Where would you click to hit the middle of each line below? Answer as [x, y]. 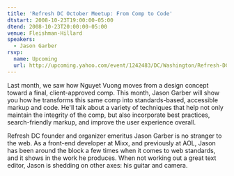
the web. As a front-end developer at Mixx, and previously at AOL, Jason [111, 143]
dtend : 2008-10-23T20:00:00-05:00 [57, 26]
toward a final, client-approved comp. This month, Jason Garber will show [114, 93]
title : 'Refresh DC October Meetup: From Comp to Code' [90, 14]
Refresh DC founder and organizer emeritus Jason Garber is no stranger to [115, 136]
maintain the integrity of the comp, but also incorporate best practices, [109, 115]
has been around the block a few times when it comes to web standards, [111, 150]
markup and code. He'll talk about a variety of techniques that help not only [116, 107]
